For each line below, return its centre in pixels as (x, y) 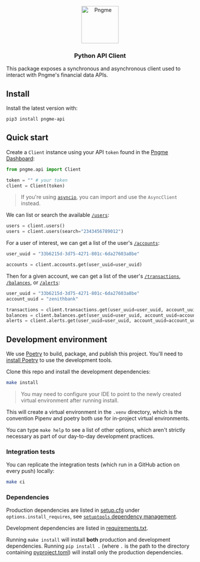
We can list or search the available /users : (58, 215)
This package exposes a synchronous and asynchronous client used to (93, 69)
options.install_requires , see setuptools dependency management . (92, 517)
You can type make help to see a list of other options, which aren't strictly (96, 429)
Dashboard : (21, 158)
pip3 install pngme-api (36, 119)
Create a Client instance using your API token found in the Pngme (87, 152)
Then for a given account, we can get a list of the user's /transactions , (93, 276)
